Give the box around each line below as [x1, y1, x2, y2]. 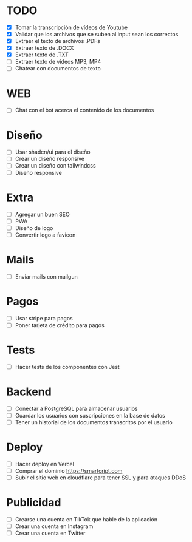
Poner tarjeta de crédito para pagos [15, 321, 105, 328]
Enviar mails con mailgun [15, 273, 78, 280]
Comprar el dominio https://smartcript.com [15, 467, 123, 474]
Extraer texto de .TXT [15, 51, 69, 58]
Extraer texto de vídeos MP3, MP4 [15, 58, 101, 66]
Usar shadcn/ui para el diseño [15, 148, 91, 155]
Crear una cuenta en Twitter [15, 529, 86, 537]
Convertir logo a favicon [15, 231, 76, 239]
